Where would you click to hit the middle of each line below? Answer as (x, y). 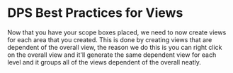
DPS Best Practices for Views (95, 13)
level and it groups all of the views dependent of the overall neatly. (104, 62)
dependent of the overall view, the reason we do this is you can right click (115, 47)
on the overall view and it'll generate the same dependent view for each (112, 55)
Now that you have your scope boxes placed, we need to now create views (117, 32)
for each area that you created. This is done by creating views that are (110, 39)
